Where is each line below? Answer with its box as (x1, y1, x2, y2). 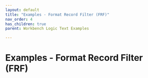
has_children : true (5, 21, 46, 27)
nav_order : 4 (5, 17, 33, 22)
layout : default (5, 7, 39, 13)
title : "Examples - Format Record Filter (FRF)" (5, 12, 110, 17)
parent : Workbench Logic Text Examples (5, 26, 89, 31)
